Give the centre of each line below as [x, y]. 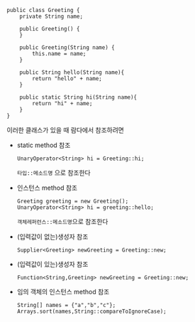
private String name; [51, 16]
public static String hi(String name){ [78, 97]
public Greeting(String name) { [67, 48]
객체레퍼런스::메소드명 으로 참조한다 [62, 221]
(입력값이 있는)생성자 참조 [52, 264]
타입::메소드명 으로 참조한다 [54, 173]
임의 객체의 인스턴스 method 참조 [63, 292]
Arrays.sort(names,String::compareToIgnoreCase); [92, 311]
